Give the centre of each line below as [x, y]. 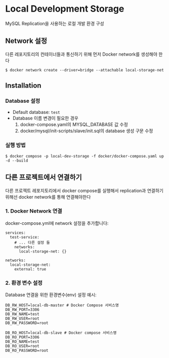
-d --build [17, 161]
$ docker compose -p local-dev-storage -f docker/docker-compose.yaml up [85, 156]
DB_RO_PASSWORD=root [27, 351]
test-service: [25, 237]
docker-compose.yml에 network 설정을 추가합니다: [57, 223]
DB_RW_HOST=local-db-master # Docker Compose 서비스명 [62, 305]
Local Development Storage [65, 9]
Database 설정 [23, 101]
